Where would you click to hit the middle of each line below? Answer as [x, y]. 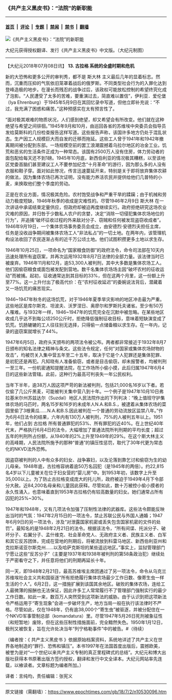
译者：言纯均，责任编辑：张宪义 [39, 676]
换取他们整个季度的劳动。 [46, 183]
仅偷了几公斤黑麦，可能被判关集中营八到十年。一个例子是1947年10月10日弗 [84, 391]
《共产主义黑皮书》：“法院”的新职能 [49, 8]
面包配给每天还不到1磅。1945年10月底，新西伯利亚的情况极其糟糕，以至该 [83, 158]
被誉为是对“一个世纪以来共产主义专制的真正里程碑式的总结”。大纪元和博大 [84, 652]
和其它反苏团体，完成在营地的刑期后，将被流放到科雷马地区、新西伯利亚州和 [86, 541]
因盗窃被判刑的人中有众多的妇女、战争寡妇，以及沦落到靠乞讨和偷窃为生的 [84, 460]
